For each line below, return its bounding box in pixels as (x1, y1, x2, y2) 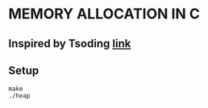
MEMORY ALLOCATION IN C (8, 5, 200, 23)
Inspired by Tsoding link (8, 37, 131, 50)
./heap (8, 92, 31, 100)
